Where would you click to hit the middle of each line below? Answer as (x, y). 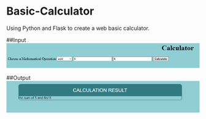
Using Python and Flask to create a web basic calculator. (78, 28)
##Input (16, 40)
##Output (18, 78)
